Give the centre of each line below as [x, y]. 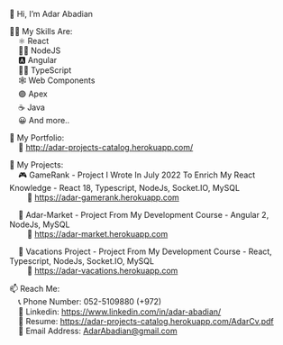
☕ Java [31, 107]
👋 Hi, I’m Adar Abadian [51, 14]
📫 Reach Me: [35, 289]
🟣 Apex [32, 94]
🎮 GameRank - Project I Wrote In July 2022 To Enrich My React [137, 175]
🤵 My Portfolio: [37, 138]
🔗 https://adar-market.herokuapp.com [97, 234]
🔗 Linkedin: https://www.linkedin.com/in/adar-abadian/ [119, 312]
